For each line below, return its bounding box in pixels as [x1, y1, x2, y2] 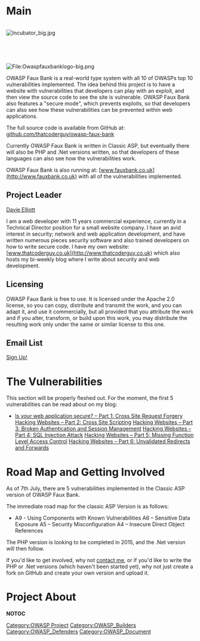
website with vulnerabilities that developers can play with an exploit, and [6, 87, 184, 94]
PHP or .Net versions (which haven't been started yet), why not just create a [6, 563, 193, 570]
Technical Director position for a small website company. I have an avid [6, 224, 181, 231]
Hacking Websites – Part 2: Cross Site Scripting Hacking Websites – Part [14, 419, 193, 426]
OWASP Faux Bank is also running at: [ [6, 166, 101, 173]
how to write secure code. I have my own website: [6, 243, 130, 250]
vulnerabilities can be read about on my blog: [6, 401, 118, 408]
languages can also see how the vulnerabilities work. [6, 154, 137, 162]
